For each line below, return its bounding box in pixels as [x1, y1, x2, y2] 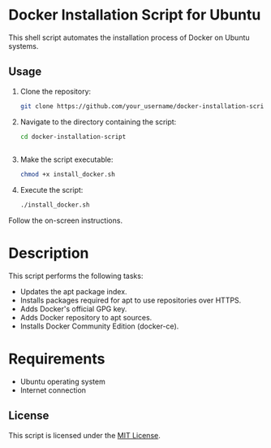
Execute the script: [19, 185, 84, 195]
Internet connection [19, 385, 87, 395]
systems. [8, 41, 39, 50]
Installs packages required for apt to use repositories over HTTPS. [19, 295, 242, 306]
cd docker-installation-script [19, 133, 127, 141]
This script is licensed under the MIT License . [8, 430, 161, 440]
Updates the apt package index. [19, 287, 127, 297]
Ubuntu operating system [19, 376, 105, 386]
